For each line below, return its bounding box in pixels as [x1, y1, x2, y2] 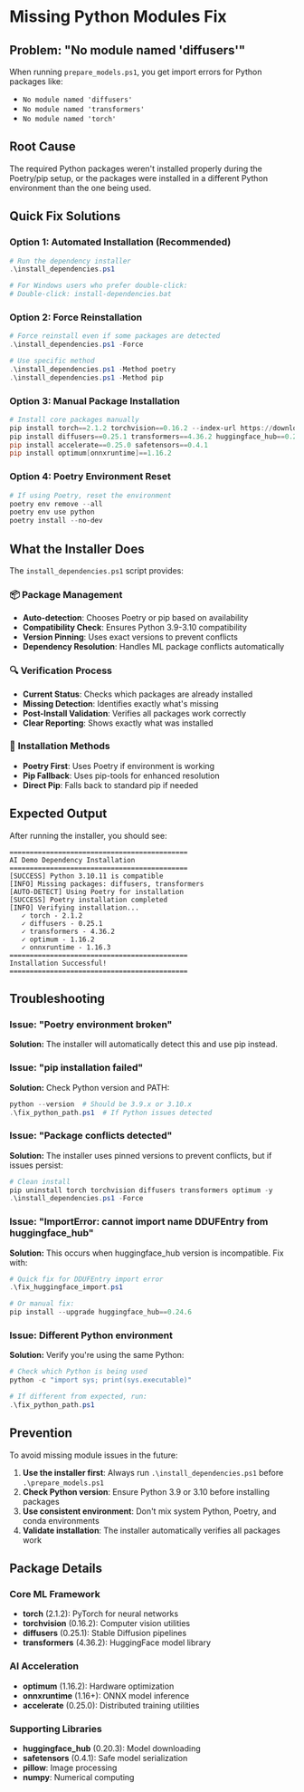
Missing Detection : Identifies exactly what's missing [22, 698, 219, 708]
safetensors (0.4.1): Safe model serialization [22, 1753, 188, 1763]
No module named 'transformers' [22, 105, 145, 114]
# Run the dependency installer [9, 256, 131, 265]
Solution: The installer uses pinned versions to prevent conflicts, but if [9, 1150, 272, 1161]
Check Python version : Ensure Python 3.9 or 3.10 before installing [22, 1486, 270, 1497]
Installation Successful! [9, 959, 107, 968]
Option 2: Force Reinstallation [9, 311, 143, 323]
